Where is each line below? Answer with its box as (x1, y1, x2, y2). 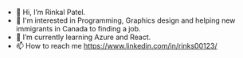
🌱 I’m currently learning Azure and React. (15, 32, 151, 42)
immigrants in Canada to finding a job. (15, 24, 141, 33)
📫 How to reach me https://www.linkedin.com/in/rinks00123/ (15, 42, 218, 50)
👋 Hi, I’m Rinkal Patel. (15, 8, 86, 16)
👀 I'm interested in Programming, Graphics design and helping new (15, 16, 236, 25)
